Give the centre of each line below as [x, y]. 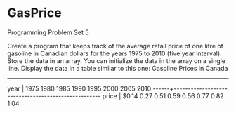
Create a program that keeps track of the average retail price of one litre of [115, 46]
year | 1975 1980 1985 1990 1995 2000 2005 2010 [79, 88]
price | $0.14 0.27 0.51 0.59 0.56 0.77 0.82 [163, 95]
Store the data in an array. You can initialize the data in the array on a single [117, 60]
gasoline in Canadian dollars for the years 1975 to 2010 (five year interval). [115, 53]
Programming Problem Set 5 [48, 32]
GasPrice [34, 13]
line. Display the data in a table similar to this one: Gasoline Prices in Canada [118, 68]
